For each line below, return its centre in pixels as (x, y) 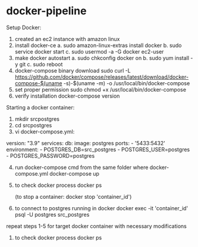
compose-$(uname (38, 83)
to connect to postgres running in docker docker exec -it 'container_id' (101, 208)
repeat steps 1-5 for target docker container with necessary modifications (97, 226)
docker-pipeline (46, 11)
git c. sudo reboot (41, 64)
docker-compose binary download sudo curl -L (73, 70)
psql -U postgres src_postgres (52, 214)
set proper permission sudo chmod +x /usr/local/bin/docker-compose (100, 89)
